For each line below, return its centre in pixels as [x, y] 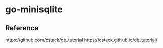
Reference [22, 28]
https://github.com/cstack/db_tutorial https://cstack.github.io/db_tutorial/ [81, 40]
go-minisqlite [34, 9]
